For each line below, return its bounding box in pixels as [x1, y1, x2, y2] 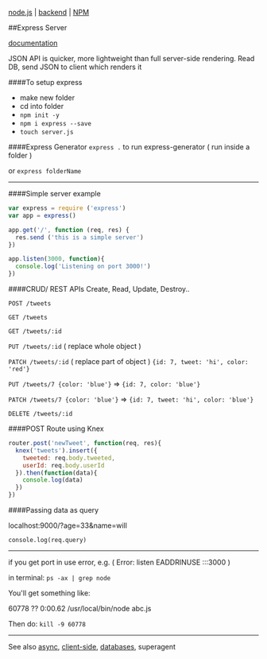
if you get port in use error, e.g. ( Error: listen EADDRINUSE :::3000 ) [8, 557, 230, 567]
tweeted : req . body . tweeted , [22, 454, 115, 462]
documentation [8, 38, 58, 48]
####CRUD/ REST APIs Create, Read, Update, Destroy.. [8, 285, 190, 293]
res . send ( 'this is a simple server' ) [15, 233, 145, 242]
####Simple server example [8, 189, 101, 198]
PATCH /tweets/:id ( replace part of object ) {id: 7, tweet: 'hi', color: [8, 357, 249, 366]
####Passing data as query [8, 506, 99, 514]
